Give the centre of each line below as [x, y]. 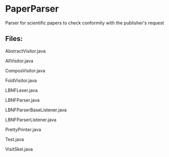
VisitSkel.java [19, 149]
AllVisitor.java [19, 61]
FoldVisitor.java [21, 80]
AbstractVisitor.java [25, 51]
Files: [14, 39]
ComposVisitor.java [25, 70]
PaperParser [32, 9]
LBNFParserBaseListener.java [36, 110]
